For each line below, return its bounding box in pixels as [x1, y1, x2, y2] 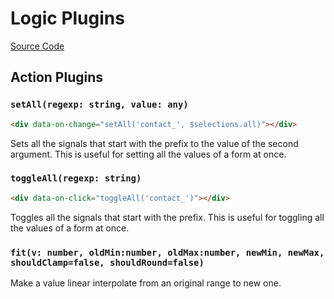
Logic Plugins [10, 7, 125, 30]
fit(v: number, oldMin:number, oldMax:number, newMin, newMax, [10, 247, 325, 258]
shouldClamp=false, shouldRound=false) [10, 257, 205, 268]
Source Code [10, 40, 65, 52]
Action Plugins [10, 69, 104, 86]
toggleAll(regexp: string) [10, 173, 142, 184]
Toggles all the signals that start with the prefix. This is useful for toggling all [10, 211, 325, 223]
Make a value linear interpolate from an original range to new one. [10, 277, 282, 289]
